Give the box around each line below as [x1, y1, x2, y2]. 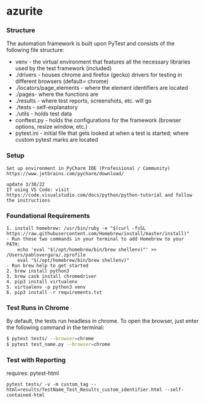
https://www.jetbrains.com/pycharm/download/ [6, 170, 124, 176]
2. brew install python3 [6, 268, 70, 274]
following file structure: [6, 46, 65, 54]
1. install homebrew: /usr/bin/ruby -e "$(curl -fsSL [6, 225, 146, 231]
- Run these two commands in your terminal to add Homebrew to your [6, 236, 184, 242]
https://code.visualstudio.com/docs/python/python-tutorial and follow [6, 192, 192, 198]
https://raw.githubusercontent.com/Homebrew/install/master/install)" [6, 231, 190, 237]
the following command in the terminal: [6, 324, 105, 331]
